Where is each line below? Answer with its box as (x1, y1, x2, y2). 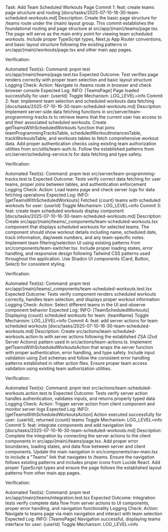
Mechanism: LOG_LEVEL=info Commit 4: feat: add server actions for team (5, 318, 158, 323)
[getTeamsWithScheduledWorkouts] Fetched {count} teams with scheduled (5, 197, 161, 203)
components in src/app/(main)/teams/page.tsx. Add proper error (5, 438, 138, 444)
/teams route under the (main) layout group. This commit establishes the (5, 20, 154, 26)
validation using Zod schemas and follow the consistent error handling (5, 355, 150, 361)
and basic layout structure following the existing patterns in (5, 42, 127, 47)
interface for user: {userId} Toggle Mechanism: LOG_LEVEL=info (5, 521, 138, 527)
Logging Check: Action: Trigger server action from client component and (5, 401, 155, 407)
